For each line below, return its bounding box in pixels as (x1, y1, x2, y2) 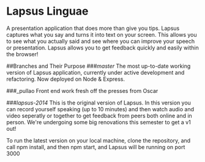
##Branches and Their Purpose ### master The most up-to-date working (6, 62, 191, 70)
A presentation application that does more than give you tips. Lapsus (6, 24, 180, 32)
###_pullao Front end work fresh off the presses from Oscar (6, 87, 158, 94)
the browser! (6, 50, 39, 57)
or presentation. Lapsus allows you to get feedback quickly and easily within (6, 44, 199, 51)
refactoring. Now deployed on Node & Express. (6, 75, 125, 83)
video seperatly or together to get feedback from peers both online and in (6, 112, 193, 119)
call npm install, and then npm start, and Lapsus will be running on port (6, 143, 185, 150)
